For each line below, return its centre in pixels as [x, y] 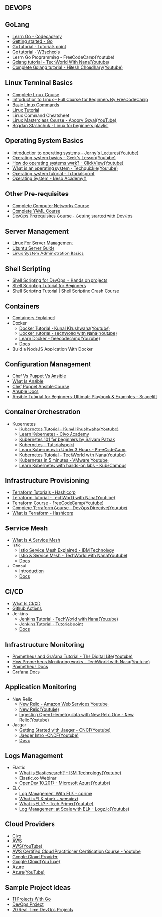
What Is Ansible [28, 381]
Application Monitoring [41, 687]
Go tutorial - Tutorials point [39, 47]
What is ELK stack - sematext [49, 799]
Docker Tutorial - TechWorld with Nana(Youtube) [68, 333]
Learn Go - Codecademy [37, 37]
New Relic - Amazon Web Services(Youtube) [64, 704]
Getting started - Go [32, 41]
